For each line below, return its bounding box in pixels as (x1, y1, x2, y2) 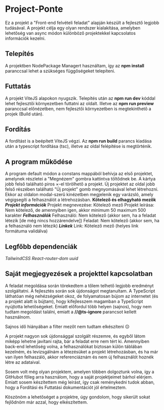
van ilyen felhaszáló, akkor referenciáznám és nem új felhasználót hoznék (5, 354, 154, 360)
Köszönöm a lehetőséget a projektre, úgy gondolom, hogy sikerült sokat (5, 394, 150, 400)
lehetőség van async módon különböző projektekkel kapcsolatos (5, 30, 136, 36)
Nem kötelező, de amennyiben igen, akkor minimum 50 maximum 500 (5, 207, 146, 213)
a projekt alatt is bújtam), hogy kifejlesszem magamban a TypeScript (5, 298, 143, 304)
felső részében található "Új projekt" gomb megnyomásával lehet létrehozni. (5, 186, 159, 192)
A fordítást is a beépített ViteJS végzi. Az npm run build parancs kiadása (5, 138, 152, 144)
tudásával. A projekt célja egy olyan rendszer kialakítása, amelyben (5, 25, 141, 30)
